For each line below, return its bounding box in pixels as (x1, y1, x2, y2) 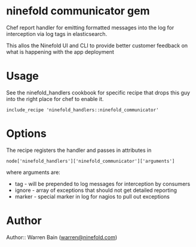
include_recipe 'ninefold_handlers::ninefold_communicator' (6, 106, 160, 113)
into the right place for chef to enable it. (6, 95, 104, 102)
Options (6, 127, 47, 141)
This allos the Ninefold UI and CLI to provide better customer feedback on (6, 42, 188, 49)
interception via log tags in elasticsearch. (6, 30, 108, 37)
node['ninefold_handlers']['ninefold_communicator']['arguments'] (6, 158, 175, 164)
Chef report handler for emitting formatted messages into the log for (6, 24, 174, 31)
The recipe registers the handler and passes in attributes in (6, 147, 152, 154)
